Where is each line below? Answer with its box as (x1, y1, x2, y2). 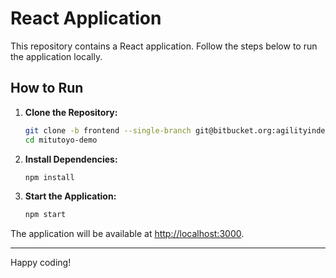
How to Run (10, 80, 84, 97)
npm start (24, 210, 67, 220)
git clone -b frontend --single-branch (24, 125, 192, 136)
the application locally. (10, 50, 103, 62)
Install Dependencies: (24, 153, 118, 165)
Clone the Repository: (24, 106, 118, 118)
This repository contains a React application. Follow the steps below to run (10, 40, 318, 52)
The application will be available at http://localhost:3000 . (10, 228, 245, 240)
